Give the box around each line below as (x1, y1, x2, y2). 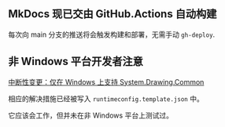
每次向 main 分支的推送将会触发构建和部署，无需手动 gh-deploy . (8, 30, 216, 39)
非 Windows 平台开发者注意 (8, 55, 143, 68)
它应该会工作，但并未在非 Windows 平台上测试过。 (8, 111, 173, 120)
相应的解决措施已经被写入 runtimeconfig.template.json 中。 (8, 93, 205, 103)
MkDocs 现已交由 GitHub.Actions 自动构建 (8, 7, 217, 21)
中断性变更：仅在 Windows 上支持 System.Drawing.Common (8, 77, 205, 86)
